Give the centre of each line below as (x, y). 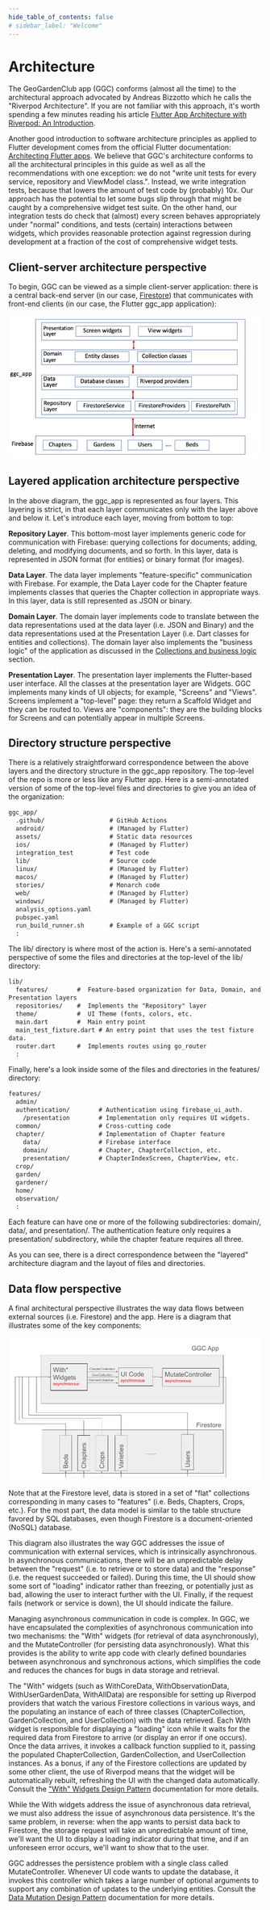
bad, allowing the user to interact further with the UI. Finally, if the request (131, 1594)
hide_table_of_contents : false (61, 17)
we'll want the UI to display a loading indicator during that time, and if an (129, 1839)
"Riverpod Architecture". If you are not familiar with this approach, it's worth (134, 106)
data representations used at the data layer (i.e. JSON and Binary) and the (131, 625)
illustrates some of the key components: (75, 1326)
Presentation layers (43, 998)
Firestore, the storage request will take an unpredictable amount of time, (128, 1830)
